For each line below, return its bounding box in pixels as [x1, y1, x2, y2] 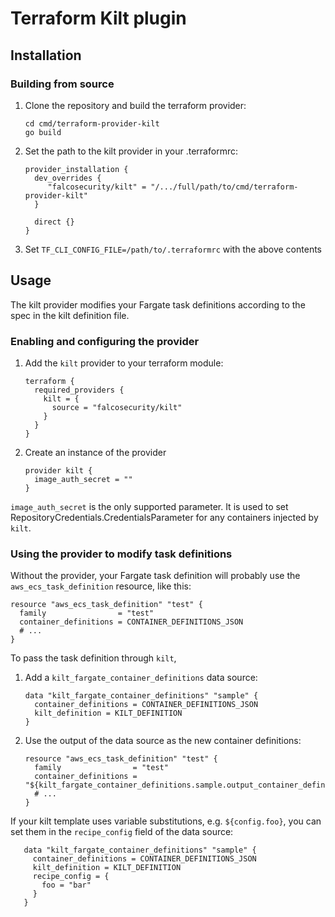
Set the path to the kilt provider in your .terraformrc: [24, 145, 238, 157]
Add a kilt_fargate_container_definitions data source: [24, 672, 258, 684]
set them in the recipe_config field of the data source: [10, 826, 234, 838]
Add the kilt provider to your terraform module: [24, 357, 224, 369]
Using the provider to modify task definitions [10, 547, 233, 561]
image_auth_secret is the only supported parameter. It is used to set [10, 500, 289, 512]
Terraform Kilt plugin [10, 7, 187, 30]
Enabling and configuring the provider [10, 334, 200, 348]
